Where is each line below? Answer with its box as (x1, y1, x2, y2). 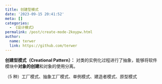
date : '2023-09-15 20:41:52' (5, 12, 64, 17)
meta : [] (5, 16, 23, 21)
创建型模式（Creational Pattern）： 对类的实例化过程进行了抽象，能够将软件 (5, 57, 158, 63)
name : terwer (9, 39, 36, 44)
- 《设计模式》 (9, 25, 36, 30)
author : (5, 34, 21, 39)
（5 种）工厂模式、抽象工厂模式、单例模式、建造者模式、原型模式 (5, 73, 138, 79)
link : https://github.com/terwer (9, 43, 78, 48)
